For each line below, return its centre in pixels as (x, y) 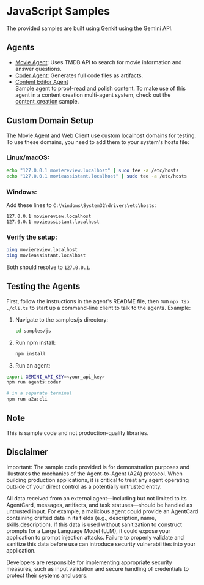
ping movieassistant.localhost (46, 255)
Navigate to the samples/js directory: (62, 319)
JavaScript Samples (58, 11)
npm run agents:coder (34, 382)
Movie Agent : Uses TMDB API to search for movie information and (98, 62)
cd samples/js (33, 331)
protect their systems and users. (47, 575)
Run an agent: (33, 365)
